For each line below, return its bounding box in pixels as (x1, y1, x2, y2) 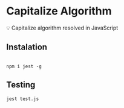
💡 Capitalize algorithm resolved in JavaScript (6, 24, 119, 31)
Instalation (6, 42, 47, 52)
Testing (6, 80, 36, 90)
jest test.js (6, 95, 39, 102)
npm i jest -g (6, 63, 42, 69)
